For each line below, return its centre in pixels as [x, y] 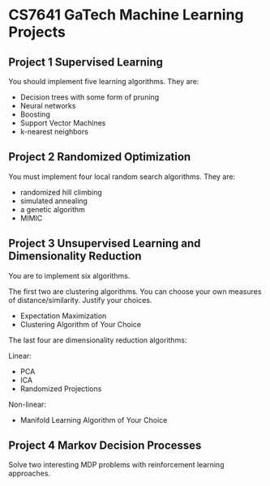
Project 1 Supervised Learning [86, 62]
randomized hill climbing [61, 192]
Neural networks [48, 106]
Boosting [35, 114]
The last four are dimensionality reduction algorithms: [98, 340]
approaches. [30, 473]
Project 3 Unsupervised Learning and [105, 243]
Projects [37, 32]
